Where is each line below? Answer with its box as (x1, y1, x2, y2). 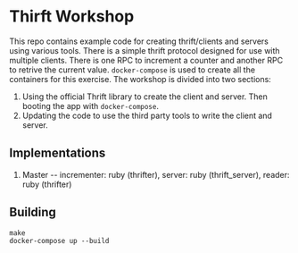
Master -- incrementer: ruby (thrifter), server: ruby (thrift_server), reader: (21, 169, 290, 180)
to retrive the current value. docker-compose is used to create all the (9, 64, 256, 75)
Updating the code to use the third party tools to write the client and (21, 110, 272, 121)
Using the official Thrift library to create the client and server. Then (21, 91, 268, 102)
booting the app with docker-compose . (21, 100, 159, 111)
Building (9, 205, 56, 220)
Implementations (9, 146, 106, 161)
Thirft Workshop (9, 6, 135, 27)
